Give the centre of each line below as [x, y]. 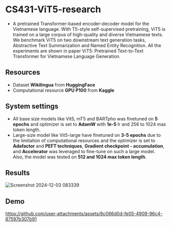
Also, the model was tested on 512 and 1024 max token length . [80, 157]
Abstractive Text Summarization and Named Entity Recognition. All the [87, 45]
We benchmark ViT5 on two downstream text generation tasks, [79, 40]
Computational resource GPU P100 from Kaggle [63, 90]
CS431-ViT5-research [53, 9]
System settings [32, 106]
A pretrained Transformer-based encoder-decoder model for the [81, 24]
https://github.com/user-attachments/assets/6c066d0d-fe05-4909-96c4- [84, 214]
